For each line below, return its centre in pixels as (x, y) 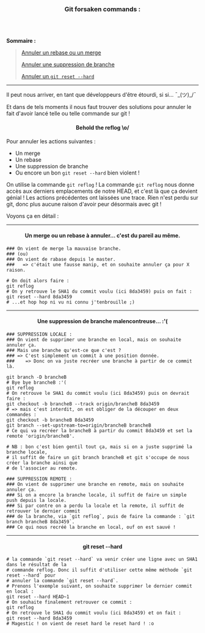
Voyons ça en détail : (33, 215)
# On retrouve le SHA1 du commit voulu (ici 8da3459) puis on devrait (98, 393)
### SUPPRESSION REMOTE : (39, 479)
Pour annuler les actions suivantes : (51, 141)
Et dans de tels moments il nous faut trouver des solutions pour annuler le (99, 107)
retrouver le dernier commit (43, 511)
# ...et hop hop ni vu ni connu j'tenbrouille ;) (71, 302)
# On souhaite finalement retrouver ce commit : (69, 602)
